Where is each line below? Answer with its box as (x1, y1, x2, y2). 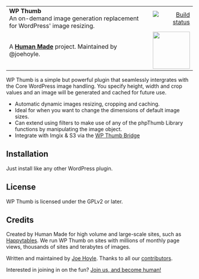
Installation (6, 149, 49, 159)
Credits (6, 215, 34, 225)
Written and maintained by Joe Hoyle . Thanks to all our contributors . (6, 255, 173, 262)
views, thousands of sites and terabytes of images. (6, 243, 131, 251)
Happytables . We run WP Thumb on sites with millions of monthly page (6, 237, 179, 244)
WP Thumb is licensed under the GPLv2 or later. (6, 198, 123, 205)
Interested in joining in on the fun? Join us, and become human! (6, 267, 162, 274)
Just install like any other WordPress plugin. (6, 164, 113, 172)
